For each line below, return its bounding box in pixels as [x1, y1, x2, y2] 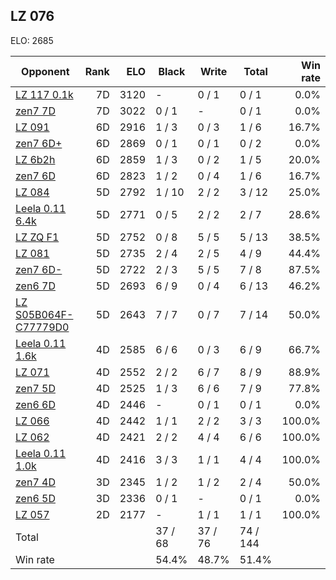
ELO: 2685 [10, 34, 54, 46]
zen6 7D [15, 279, 56, 293]
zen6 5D [15, 491, 56, 505]
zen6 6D [15, 397, 56, 411]
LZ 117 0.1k [15, 87, 74, 101]
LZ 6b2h [15, 152, 56, 166]
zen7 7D [15, 104, 56, 118]
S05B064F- [15, 307, 74, 321]
